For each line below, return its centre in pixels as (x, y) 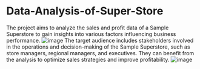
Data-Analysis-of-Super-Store (85, 11)
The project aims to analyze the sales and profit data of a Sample (88, 28)
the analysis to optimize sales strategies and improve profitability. (88, 59)
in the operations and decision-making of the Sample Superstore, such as (98, 47)
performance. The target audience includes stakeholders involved (100, 40)
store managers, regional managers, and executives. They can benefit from (100, 53)
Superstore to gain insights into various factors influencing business (91, 34)
